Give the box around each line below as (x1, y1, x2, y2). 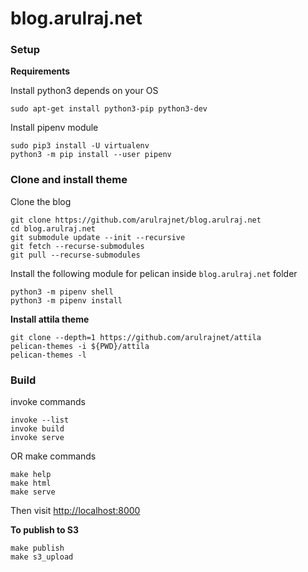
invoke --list (10, 415, 70, 426)
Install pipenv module (10, 122, 99, 134)
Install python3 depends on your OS (10, 85, 159, 97)
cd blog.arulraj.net (10, 223, 97, 234)
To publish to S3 (10, 524, 80, 536)
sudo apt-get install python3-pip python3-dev (10, 104, 208, 114)
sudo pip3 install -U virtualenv (10, 141, 150, 151)
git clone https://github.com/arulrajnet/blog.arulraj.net (10, 215, 262, 225)
